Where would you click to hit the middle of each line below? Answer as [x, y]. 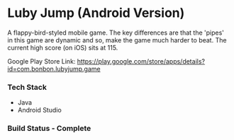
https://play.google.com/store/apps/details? [141, 61]
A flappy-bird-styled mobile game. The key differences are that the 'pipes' [116, 33]
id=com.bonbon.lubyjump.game [54, 69]
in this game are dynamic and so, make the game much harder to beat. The [117, 40]
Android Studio [39, 110]
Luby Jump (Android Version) [96, 13]
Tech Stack [27, 87]
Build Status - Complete [49, 129]
